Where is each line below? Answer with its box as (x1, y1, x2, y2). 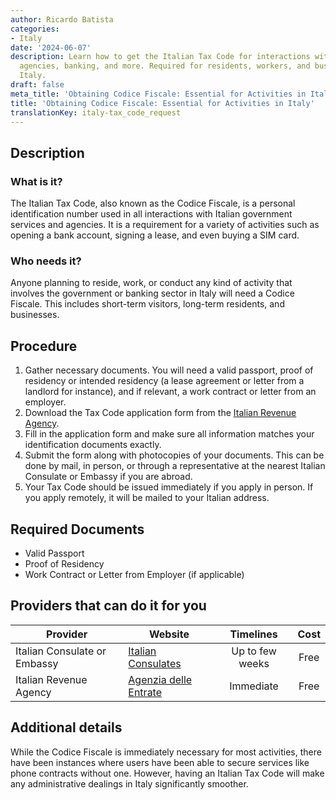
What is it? (10, 174, 63, 188)
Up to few (231, 644, 277, 658)
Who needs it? (10, 254, 82, 268)
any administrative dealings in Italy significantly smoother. (10, 777, 249, 790)
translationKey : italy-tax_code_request (10, 107, 182, 118)
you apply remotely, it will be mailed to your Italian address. (24, 492, 270, 504)
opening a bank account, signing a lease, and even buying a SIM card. (10, 229, 300, 241)
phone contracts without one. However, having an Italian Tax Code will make (10, 767, 325, 779)
